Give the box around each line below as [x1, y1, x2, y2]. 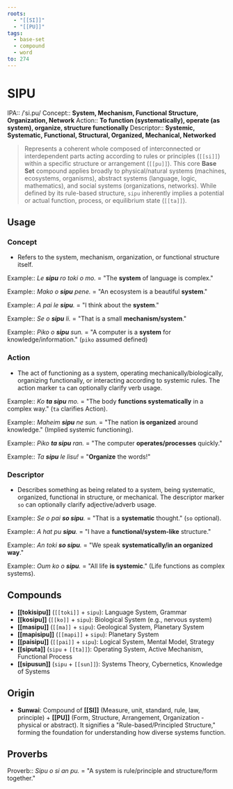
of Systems [17, 667, 50, 675]
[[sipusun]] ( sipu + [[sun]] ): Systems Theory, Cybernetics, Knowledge [17, 659, 223, 668]
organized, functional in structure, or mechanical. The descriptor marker [17, 493, 225, 501]
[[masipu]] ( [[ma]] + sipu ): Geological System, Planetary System [17, 622, 204, 631]
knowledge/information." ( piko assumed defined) [7, 335, 148, 344]
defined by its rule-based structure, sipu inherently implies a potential [24, 189, 225, 197]
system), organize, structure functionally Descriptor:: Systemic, [7, 123, 195, 132]
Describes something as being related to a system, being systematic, [17, 485, 216, 493]
